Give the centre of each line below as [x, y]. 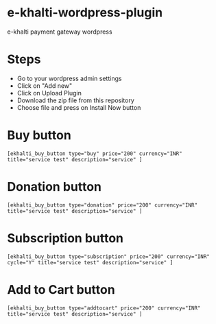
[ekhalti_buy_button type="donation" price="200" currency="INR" [102, 205]
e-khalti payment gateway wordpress [60, 32]
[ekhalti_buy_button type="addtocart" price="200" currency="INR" [104, 308]
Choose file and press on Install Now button [79, 107]
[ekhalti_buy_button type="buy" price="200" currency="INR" [95, 153]
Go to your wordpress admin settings [69, 78]
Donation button [54, 187]
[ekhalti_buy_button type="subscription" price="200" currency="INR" [109, 256]
